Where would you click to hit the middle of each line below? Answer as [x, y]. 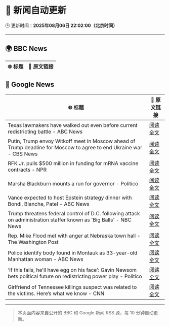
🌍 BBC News [26, 49]
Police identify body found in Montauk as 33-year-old [73, 253]
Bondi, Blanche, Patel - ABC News [49, 204]
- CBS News [23, 154]
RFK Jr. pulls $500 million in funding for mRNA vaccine [73, 163]
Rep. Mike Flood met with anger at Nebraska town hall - [74, 236]
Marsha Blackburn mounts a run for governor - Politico [73, 183]
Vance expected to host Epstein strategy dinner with [70, 198]
